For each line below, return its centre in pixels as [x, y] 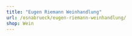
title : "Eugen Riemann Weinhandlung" [54, 12]
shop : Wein [20, 23]
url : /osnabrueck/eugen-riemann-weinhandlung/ [66, 18]
